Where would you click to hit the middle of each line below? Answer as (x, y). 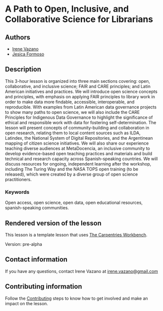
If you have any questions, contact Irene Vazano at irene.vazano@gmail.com (81, 271)
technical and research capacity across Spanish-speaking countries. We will (81, 159)
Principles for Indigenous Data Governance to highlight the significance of (79, 117)
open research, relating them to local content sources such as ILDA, (73, 133)
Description (23, 69)
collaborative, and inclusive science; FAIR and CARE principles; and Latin (78, 86)
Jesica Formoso (28, 54)
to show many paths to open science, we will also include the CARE (73, 112)
